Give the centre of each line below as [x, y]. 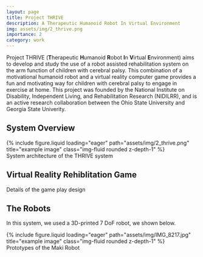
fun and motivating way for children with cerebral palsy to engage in [92, 83]
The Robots [29, 209]
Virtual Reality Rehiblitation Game [71, 175]
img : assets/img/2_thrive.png [45, 29]
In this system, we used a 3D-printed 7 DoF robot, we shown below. [91, 223]
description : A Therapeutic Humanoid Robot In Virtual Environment [94, 23]
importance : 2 [24, 35]
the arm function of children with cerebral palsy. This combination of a [94, 70]
